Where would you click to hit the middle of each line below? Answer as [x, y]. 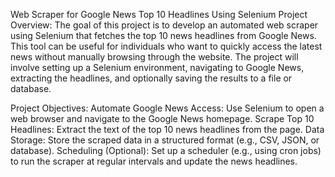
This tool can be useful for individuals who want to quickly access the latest [166, 46]
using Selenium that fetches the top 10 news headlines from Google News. [163, 35]
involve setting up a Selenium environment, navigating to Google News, [157, 67]
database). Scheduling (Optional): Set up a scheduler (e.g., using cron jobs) [166, 150]
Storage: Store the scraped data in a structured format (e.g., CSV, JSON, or [165, 140]
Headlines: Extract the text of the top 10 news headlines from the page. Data [167, 129]
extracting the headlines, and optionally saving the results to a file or [151, 78]
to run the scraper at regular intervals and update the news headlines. [154, 161]
